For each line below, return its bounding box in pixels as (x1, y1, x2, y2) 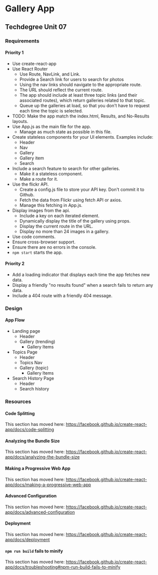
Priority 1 (5, 50, 24, 56)
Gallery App (5, 3, 55, 14)
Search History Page (12, 376, 54, 382)
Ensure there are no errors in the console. (12, 244, 97, 250)
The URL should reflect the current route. (19, 87, 103, 93)
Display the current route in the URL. (19, 223, 93, 229)
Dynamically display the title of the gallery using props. (19, 218, 131, 224)
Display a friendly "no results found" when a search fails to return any (12, 282, 154, 288)
